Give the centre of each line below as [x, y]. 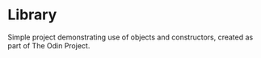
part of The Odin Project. [49, 45]
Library [32, 15]
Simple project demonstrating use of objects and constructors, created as [130, 37]
